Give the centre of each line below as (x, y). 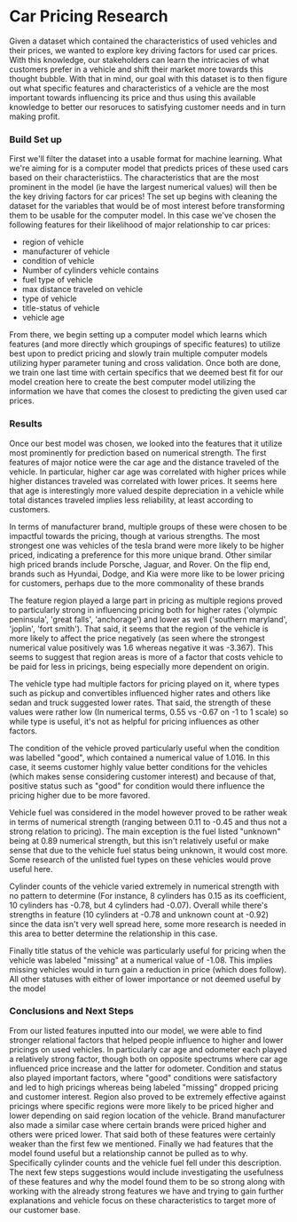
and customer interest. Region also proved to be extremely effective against (148, 1096)
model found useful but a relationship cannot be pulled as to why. (129, 1153)
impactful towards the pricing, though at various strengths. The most (135, 536)
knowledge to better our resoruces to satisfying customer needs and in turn (148, 107)
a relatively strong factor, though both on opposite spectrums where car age (148, 1059)
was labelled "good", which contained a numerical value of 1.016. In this (140, 758)
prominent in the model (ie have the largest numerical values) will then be (143, 187)
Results (26, 424)
